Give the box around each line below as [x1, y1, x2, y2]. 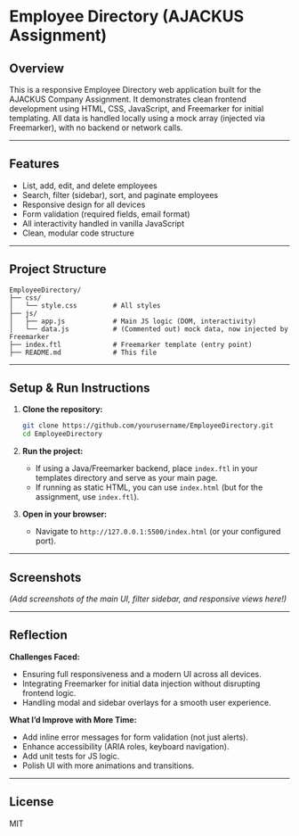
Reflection [9, 627, 69, 643]
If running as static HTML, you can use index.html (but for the [35, 482, 263, 492]
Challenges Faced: [9, 651, 80, 662]
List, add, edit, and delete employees [21, 180, 158, 191]
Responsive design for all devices [21, 199, 146, 210]
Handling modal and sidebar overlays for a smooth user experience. [21, 697, 271, 708]
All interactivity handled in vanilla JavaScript [21, 218, 185, 228]
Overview [9, 61, 65, 76]
